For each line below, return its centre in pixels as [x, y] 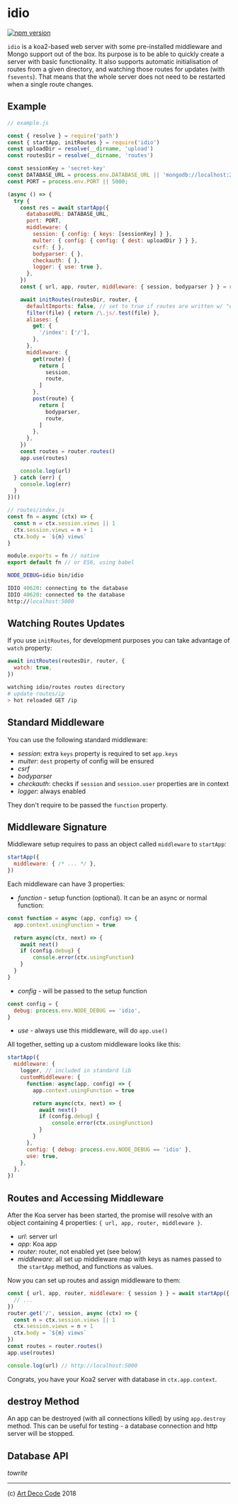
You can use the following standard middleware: [78, 739]
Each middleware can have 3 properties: [66, 884]
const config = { [33, 1004]
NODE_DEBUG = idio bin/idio [45, 576]
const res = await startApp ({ [65, 207]
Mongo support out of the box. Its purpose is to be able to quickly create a [116, 54]
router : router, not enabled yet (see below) [79, 1252]
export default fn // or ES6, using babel [71, 562]
